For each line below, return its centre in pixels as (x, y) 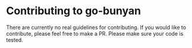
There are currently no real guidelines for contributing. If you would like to (96, 27)
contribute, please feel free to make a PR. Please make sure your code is (95, 33)
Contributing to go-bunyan (73, 11)
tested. (15, 40)
